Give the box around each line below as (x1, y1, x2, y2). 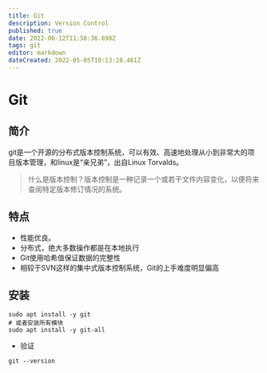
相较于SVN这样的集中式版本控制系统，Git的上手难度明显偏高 (19, 263, 220, 272)
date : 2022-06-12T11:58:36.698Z (8, 34, 116, 42)
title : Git (8, 11, 45, 20)
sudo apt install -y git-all (8, 326, 106, 334)
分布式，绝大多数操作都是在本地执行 (19, 243, 140, 252)
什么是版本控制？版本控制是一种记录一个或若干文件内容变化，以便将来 (27, 174, 260, 184)
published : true (8, 26, 62, 34)
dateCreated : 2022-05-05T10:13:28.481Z (8, 57, 141, 65)
